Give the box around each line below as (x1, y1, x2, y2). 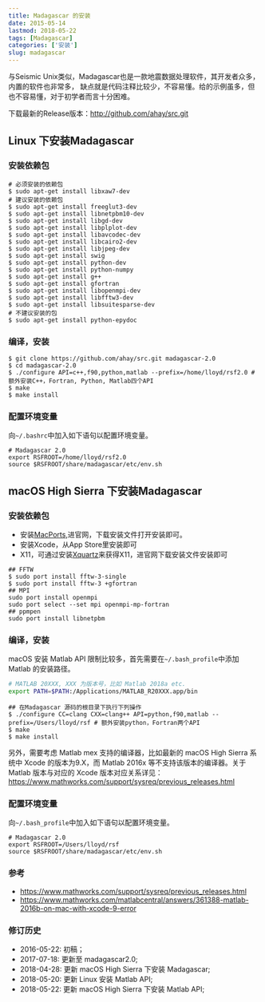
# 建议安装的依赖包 (8, 196, 64, 204)
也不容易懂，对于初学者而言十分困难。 (8, 92, 134, 101)
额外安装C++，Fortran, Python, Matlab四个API (8, 377, 154, 385)
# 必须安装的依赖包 (8, 180, 64, 188)
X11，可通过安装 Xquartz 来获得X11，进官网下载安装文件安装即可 (19, 549, 228, 559)
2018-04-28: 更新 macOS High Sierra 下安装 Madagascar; (19, 964, 211, 974)
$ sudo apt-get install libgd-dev (8, 216, 124, 224)
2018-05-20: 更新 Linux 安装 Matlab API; (19, 974, 153, 984)
